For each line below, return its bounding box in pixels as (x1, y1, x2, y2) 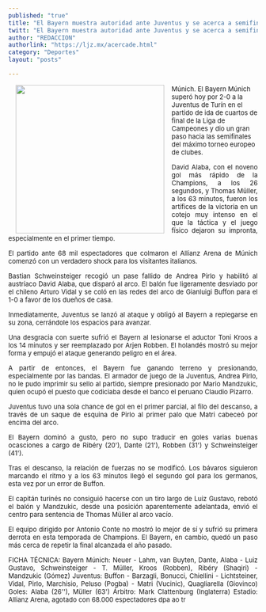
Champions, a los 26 (171, 178, 258, 187)
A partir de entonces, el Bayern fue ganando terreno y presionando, (8, 363, 258, 372)
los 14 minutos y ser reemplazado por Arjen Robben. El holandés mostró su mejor (8, 340, 258, 349)
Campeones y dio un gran (171, 124, 250, 133)
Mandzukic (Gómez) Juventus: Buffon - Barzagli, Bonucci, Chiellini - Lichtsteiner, (8, 571, 258, 580)
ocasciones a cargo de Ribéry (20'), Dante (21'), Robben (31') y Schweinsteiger (8, 440, 258, 450)
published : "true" (8, 11, 69, 20)
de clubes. (171, 147, 203, 157)
